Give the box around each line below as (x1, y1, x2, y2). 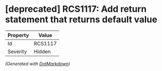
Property (7, 32, 29, 38)
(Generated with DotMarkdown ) (5, 61, 70, 67)
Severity (7, 48, 27, 55)
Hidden (34, 48, 51, 55)
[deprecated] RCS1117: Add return (5, 3, 147, 15)
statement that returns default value (5, 14, 158, 25)
